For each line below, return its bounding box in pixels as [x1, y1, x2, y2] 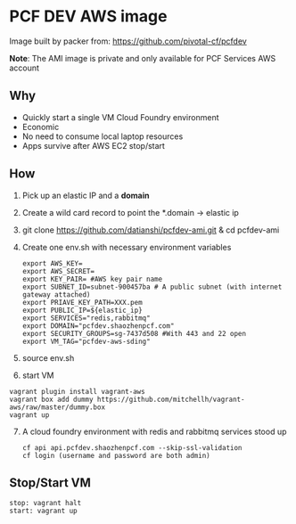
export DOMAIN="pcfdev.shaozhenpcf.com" [21, 321, 175, 331]
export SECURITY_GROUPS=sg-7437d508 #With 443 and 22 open [21, 329, 247, 338]
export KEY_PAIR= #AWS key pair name [21, 274, 163, 283]
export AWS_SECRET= [21, 266, 95, 275]
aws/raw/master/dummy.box [9, 403, 105, 412]
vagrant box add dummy [9, 395, 94, 404]
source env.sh [21, 352, 75, 363]
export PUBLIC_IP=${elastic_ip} [21, 306, 143, 315]
